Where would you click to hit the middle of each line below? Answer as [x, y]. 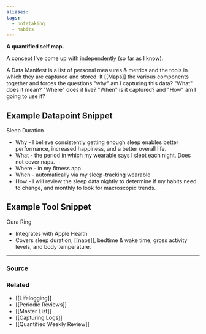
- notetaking [29, 23]
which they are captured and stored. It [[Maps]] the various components [97, 77]
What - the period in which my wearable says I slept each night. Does [103, 155]
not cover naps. [35, 162]
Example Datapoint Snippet [59, 116]
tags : [13, 18]
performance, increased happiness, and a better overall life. [91, 149]
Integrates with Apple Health [51, 233]
